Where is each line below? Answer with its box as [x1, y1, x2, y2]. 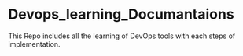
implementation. [8, 39, 61, 48]
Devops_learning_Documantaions [8, 5, 234, 23]
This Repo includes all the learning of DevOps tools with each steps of [8, 31, 236, 40]
